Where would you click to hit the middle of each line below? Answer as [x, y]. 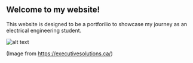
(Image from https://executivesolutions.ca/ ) [60, 53]
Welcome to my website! [53, 10]
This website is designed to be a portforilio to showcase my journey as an [97, 24]
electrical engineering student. [44, 30]
